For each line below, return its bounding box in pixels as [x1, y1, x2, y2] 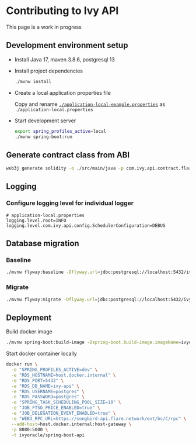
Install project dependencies [14, 67, 83, 74]
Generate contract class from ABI [6, 150, 130, 160]
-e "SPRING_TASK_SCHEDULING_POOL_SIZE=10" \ [11, 400, 121, 405]
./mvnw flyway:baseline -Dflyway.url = [6, 269, 100, 276]
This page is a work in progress [6, 23, 82, 30]
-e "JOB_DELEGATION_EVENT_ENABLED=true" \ [11, 411, 116, 417]
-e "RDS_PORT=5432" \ [11, 377, 64, 384]
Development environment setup [6, 40, 128, 50]
